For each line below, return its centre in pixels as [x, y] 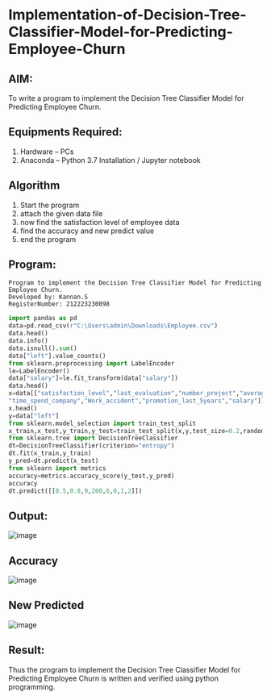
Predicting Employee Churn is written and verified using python [114, 678]
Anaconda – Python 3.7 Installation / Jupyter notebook [110, 160]
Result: [27, 650]
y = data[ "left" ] [34, 416]
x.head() [23, 408]
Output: [28, 516]
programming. [32, 686]
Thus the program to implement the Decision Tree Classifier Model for [125, 669]
